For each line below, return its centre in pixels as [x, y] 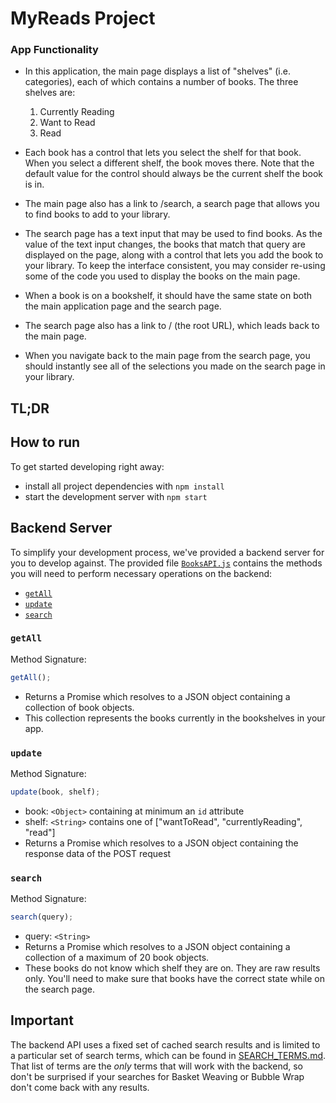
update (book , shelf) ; [55, 792]
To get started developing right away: [87, 466]
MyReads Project [83, 18]
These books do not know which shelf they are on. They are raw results [172, 968]
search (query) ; [42, 917]
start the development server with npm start [116, 496]
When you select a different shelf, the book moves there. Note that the [169, 163]
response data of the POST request [98, 853]
